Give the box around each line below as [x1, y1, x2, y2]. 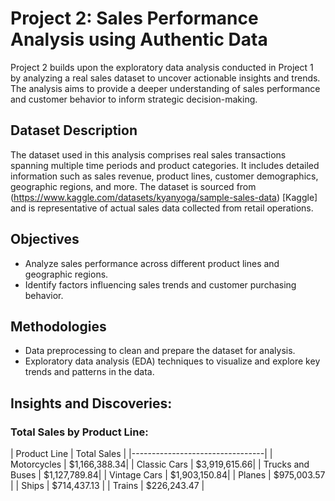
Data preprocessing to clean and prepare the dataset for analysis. [24, 345, 296, 357]
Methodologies [10, 318, 107, 335]
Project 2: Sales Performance [10, 7, 259, 30]
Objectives [10, 231, 80, 248]
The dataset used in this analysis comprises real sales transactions [10, 148, 287, 161]
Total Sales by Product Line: [10, 425, 149, 439]
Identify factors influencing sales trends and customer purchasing [24, 278, 297, 291]
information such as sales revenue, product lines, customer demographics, [10, 170, 319, 182]
